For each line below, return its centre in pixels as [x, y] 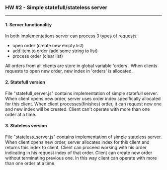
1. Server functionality [29, 24]
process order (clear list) [38, 56]
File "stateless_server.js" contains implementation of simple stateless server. [83, 137]
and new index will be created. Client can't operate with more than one [78, 109]
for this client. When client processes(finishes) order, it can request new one [83, 104]
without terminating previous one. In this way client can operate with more [81, 158]
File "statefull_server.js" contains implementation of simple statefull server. [82, 93]
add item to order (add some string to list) [55, 51]
